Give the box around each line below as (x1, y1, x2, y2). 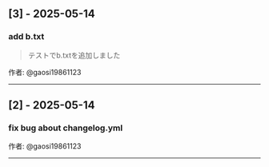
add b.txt (8, 31, 45, 42)
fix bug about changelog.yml (8, 122, 123, 133)
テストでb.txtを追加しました (27, 50, 121, 60)
